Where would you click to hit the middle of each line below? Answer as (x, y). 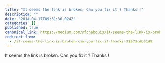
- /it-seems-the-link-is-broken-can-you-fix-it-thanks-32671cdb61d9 (81, 42)
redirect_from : (21, 37)
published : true (22, 28)
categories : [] (21, 23)
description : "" (22, 14)
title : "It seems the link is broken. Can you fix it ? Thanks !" (74, 10)
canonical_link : (22, 32)
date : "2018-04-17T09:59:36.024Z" (41, 19)
